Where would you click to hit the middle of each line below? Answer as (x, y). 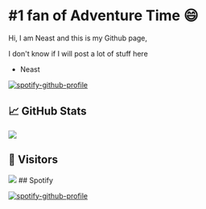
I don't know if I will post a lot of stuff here (78, 53)
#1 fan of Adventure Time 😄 (103, 16)
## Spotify (36, 180)
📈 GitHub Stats (47, 111)
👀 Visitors (33, 160)
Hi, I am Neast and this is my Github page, (78, 38)
